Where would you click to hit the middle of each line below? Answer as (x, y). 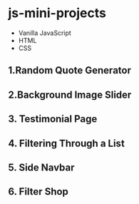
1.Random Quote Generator (69, 70)
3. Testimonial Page (53, 119)
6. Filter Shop (38, 192)
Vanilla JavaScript (45, 33)
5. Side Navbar (41, 167)
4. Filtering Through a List (67, 143)
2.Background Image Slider (70, 95)
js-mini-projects (57, 13)
